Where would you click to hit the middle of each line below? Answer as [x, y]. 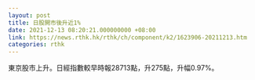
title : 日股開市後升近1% [44, 23]
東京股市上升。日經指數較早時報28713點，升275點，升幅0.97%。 [113, 68]
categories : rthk [36, 45]
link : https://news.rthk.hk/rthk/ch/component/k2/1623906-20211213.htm [127, 37]
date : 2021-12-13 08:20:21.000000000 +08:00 [82, 30]
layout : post [29, 15]
